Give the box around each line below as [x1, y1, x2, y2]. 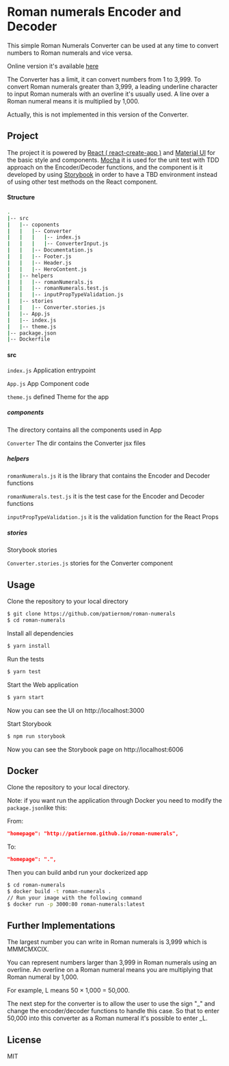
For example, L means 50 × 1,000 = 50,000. [7, 986, 130, 995]
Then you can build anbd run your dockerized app [7, 869, 148, 877]
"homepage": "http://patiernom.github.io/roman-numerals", [7, 830, 179, 837]
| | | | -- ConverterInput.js [7, 241, 109, 247]
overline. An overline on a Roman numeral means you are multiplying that [7, 966, 213, 974]
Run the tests [7, 655, 44, 663]
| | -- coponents [7, 221, 59, 228]
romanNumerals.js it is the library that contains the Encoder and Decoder [7, 472, 211, 480]
